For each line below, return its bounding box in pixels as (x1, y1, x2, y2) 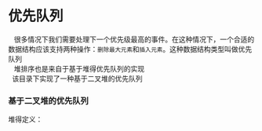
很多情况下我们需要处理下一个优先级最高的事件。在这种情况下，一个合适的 (13, 35, 255, 44)
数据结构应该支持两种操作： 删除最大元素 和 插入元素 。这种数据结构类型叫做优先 (8, 44, 253, 53)
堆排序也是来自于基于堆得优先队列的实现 (13, 64, 145, 73)
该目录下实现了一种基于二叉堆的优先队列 (11, 74, 143, 83)
